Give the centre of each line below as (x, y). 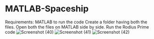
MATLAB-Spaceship (47, 9)
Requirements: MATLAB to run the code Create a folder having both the (76, 22)
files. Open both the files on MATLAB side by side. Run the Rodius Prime (77, 27)
